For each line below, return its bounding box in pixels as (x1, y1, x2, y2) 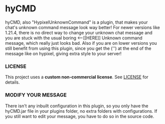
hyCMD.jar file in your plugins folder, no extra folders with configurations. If (5, 108, 158, 114)
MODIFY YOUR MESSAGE (5, 92, 67, 98)
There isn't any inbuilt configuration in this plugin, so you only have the (5, 103, 149, 109)
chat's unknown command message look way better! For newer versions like (5, 24, 160, 30)
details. (5, 79, 20, 85)
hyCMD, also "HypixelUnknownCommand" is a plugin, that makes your (5, 19, 148, 25)
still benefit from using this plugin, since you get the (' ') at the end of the (5, 45, 151, 51)
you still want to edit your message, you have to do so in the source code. (5, 113, 155, 119)
